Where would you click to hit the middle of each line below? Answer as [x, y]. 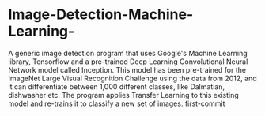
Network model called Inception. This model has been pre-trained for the [127, 69]
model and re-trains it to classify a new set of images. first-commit [117, 103]
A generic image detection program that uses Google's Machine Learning [128, 53]
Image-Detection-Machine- [101, 15]
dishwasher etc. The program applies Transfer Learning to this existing [123, 95]
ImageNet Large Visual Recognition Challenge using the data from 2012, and [132, 78]
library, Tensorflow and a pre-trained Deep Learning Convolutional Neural [128, 62]
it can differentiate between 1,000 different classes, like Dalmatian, [117, 86]
